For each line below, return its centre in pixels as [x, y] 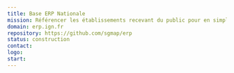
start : [17, 59]
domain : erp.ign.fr [36, 26]
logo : [15, 53]
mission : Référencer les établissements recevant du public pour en [109, 20]
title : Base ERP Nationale [46, 14]
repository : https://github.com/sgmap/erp [70, 33]
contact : [20, 46]
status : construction [39, 40]
